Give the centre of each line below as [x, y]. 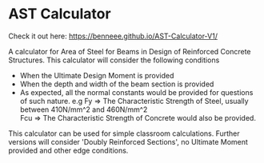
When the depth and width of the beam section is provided [117, 84]
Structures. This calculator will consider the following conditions [114, 60]
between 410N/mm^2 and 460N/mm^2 [84, 109]
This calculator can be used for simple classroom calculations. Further [124, 133]
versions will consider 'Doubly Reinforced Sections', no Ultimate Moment [128, 141]
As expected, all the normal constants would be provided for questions [136, 92]
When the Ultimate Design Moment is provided [97, 75]
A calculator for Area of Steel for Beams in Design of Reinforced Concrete [130, 51]
